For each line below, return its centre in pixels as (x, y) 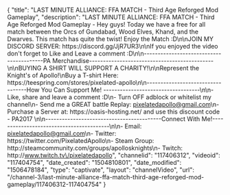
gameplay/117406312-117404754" (55, 184)
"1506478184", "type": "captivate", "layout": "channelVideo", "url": (101, 170)
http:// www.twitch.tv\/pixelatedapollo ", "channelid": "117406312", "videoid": (114, 155)
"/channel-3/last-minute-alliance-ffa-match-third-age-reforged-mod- (106, 177)
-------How (23, 90)
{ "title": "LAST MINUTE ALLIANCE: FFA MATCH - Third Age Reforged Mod (113, 10)
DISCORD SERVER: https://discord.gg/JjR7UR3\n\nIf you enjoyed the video (113, 46)
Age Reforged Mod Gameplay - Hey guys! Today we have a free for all (106, 24)
